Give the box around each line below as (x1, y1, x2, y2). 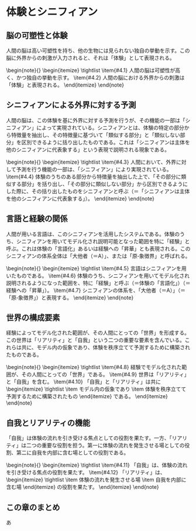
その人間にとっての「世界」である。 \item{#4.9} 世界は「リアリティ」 (21, 371, 190, 378)
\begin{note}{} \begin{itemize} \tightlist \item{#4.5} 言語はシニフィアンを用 (6, 264, 187, 272)
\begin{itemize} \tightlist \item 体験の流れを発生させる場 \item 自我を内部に (6, 476, 187, 483)
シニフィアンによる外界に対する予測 (6, 100, 136, 110)
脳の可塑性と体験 (6, 30, 68, 40)
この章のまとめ (6, 502, 60, 512)
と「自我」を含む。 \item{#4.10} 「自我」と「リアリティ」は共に (6, 378, 161, 385)
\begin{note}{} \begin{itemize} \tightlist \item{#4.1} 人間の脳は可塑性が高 (6, 67, 181, 74)
